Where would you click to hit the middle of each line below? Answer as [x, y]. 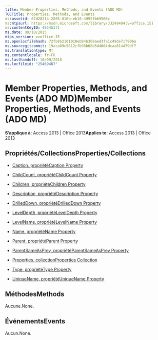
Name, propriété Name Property [44, 231]
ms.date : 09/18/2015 [26, 32]
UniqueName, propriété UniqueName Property [58, 278]
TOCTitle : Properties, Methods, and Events [50, 14]
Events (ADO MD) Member [59, 99]
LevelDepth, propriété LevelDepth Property [55, 212]
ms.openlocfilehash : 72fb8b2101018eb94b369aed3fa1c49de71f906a [71, 42]
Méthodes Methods [35, 294]
